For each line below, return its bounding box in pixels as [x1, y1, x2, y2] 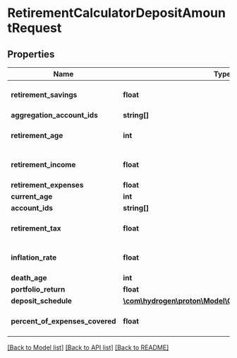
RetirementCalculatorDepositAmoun [7, 5, 226, 21]
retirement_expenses [11, 180, 84, 190]
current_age [11, 192, 53, 201]
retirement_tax [11, 224, 61, 233]
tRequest [7, 20, 62, 36]
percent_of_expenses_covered [11, 316, 116, 326]
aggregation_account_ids [11, 110, 99, 120]
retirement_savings [11, 90, 78, 100]
